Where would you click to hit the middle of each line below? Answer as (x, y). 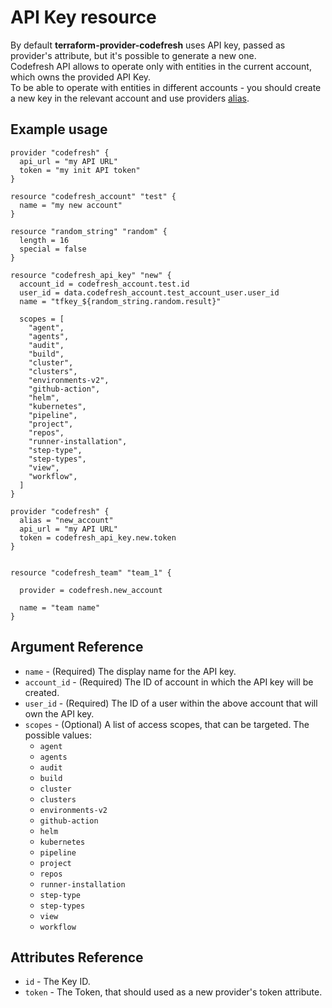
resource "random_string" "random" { (89, 231)
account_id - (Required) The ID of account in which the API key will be (169, 682)
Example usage (59, 129)
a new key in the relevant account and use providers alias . (130, 98)
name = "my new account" (71, 205)
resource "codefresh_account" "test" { (93, 196)
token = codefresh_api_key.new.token (98, 537)
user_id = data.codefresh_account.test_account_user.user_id (149, 292)
